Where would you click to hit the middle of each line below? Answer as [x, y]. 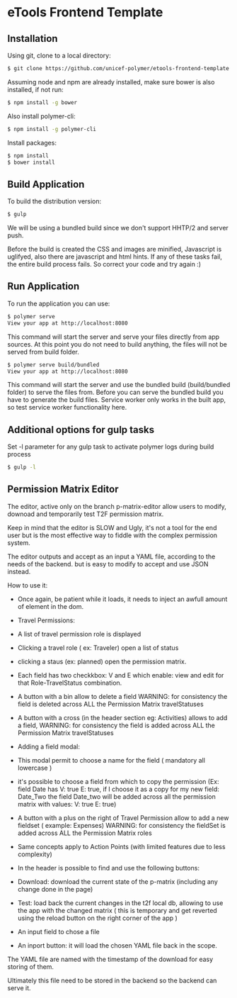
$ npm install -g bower [42, 102]
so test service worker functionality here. [67, 408]
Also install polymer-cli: [41, 116]
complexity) [35, 854]
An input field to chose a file [59, 931]
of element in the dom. [51, 606]
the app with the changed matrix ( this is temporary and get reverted [117, 910]
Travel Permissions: [46, 620]
